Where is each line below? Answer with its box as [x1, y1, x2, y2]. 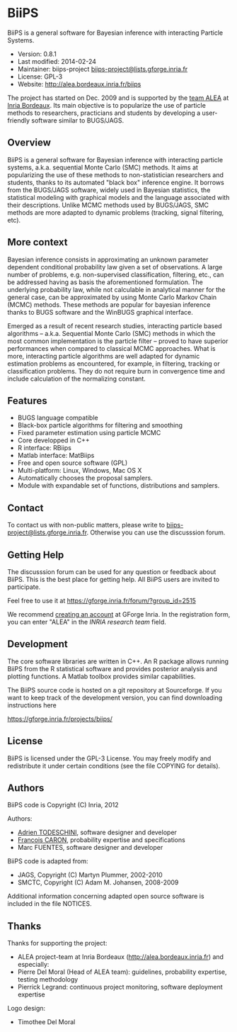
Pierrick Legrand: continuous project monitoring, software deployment [17, 983, 223, 992]
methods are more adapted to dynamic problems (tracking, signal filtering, [7, 208, 224, 217]
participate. [7, 583, 41, 591]
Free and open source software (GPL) [17, 459, 128, 467]
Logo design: [7, 1004, 46, 1013]
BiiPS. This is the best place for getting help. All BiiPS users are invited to [7, 576, 220, 583]
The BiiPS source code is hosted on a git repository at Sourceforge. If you [7, 685, 222, 694]
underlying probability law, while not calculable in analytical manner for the [7, 285, 226, 293]
